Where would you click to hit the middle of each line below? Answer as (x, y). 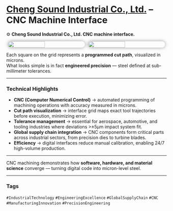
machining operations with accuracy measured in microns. (75, 105)
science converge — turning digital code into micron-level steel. (74, 168)
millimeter (17, 71)
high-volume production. (40, 149)
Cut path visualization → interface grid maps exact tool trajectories (85, 111)
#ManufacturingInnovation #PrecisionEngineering (58, 203)
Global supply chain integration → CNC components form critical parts (89, 132)
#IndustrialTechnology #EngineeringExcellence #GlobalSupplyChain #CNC (82, 198)
